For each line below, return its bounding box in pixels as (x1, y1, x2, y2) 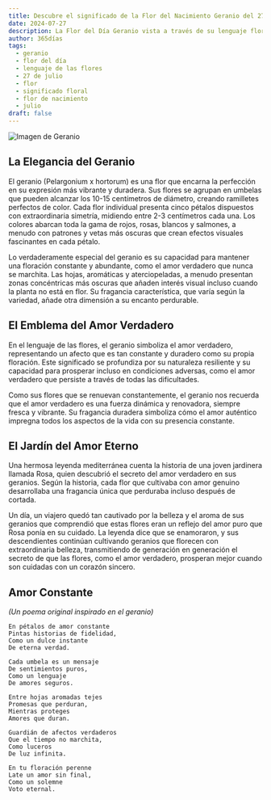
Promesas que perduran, (8, 701, 89, 709)
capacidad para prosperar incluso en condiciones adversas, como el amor (8, 365, 256, 376)
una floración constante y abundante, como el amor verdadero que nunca (8, 260, 254, 271)
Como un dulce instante (8, 637, 89, 645)
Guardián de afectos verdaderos (8, 729, 117, 737)
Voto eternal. (8, 785, 56, 794)
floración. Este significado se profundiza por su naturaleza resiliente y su (8, 357, 251, 367)
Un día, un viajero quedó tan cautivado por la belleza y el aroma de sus (8, 511, 244, 520)
